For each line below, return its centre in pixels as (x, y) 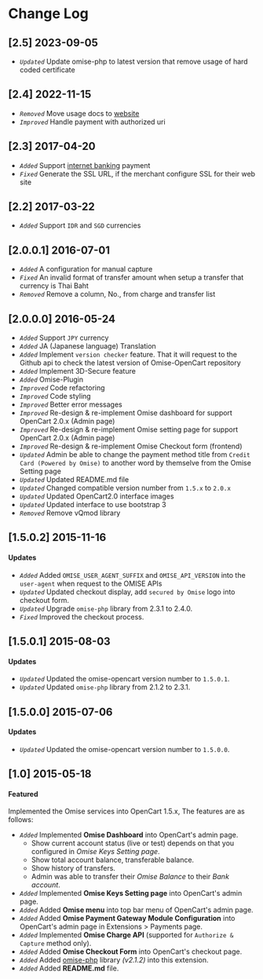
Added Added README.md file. (69, 968)
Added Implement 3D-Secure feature (77, 371)
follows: (21, 820)
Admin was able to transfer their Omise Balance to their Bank (130, 877)
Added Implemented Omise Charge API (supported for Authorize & (126, 935)
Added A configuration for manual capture (86, 269)
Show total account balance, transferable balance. (113, 860)
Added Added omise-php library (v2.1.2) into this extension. (114, 960)
